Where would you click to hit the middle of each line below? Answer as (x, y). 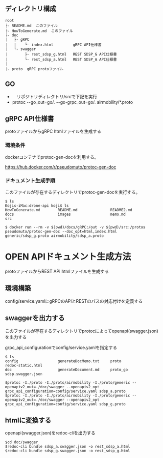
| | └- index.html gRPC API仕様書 (53, 45)
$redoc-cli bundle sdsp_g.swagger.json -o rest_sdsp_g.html (68, 451)
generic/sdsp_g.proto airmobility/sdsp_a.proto (55, 236)
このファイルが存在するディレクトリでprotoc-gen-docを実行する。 (73, 192)
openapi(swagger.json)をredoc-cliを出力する (50, 433)
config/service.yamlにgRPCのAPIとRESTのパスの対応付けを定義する (74, 301)
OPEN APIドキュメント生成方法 (68, 257)
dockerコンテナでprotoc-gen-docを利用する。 (52, 157)
